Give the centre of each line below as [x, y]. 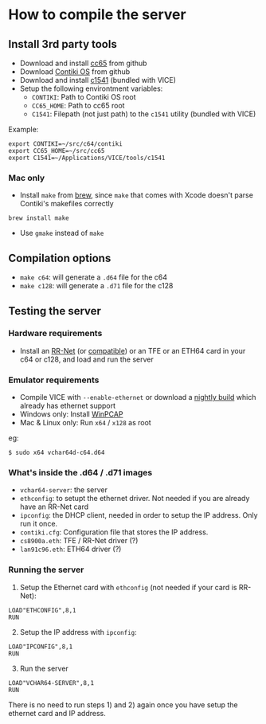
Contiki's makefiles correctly [66, 204]
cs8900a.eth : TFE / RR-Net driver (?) [79, 541]
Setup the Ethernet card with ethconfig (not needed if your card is [128, 587]
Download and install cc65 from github [83, 63]
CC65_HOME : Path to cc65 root [78, 106]
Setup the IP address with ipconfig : [78, 632]
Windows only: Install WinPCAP [71, 414]
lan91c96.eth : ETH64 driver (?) [70, 549]
